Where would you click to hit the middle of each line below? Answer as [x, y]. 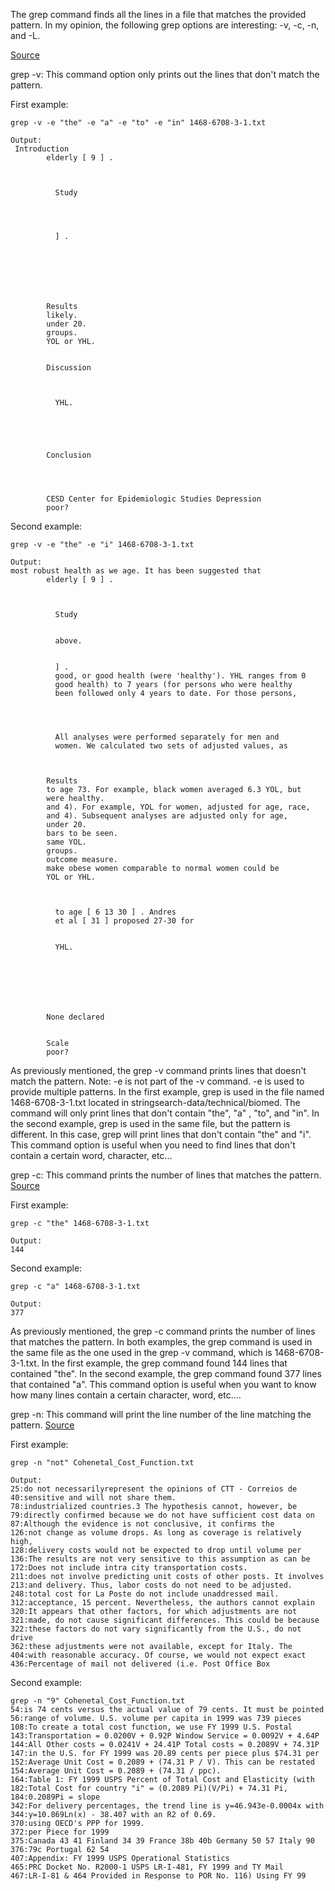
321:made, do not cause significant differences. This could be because [165, 1620]
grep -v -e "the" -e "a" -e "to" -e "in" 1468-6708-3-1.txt [138, 123]
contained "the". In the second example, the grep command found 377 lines [166, 1373]
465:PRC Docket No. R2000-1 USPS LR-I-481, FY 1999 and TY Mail [147, 1867]
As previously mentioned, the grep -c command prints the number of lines [163, 1331]
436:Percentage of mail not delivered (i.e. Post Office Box [140, 1664]
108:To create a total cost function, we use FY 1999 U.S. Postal [151, 1727]
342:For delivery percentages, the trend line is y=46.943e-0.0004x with [167, 1806]
